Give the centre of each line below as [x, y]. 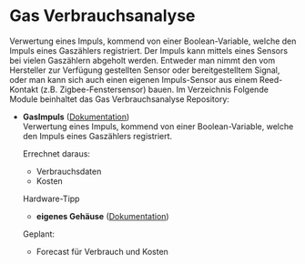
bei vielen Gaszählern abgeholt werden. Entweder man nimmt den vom [142, 60]
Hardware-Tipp [51, 198]
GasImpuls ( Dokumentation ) [76, 117]
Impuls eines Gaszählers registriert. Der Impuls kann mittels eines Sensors [149, 50]
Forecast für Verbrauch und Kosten [102, 251]
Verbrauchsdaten [69, 171]
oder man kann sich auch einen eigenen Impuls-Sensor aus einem [133, 79]
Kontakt [24, 89]
